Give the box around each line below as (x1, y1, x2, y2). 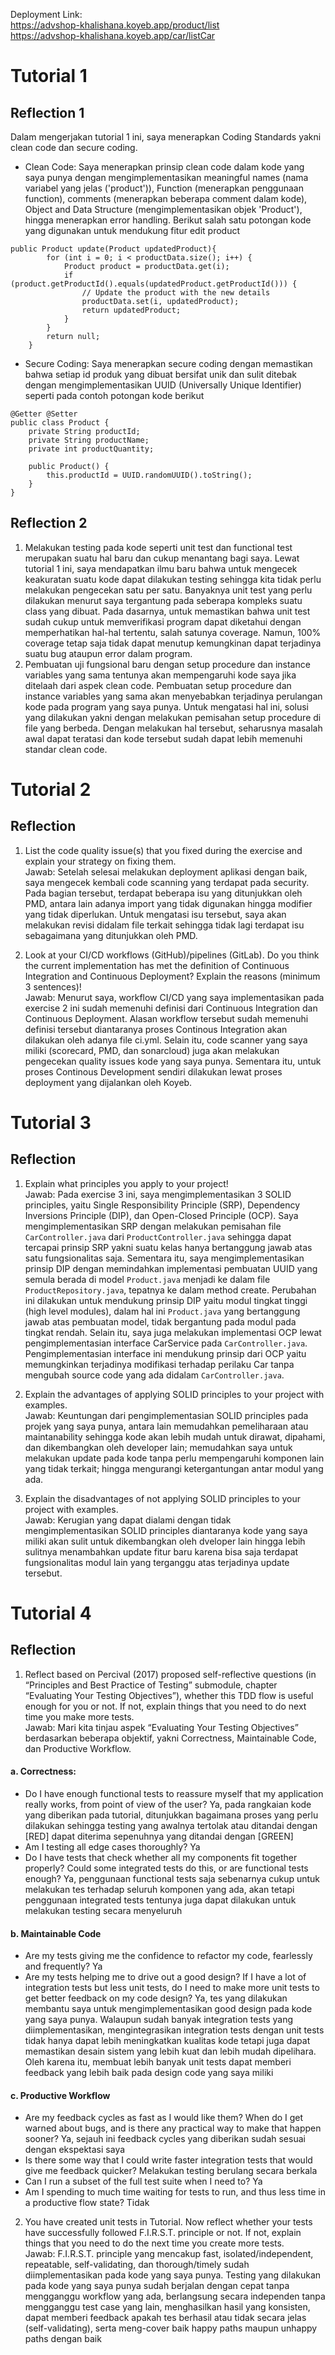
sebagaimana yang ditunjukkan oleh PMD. (24, 929, 198, 941)
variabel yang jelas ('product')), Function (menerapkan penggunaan (24, 182, 304, 194)
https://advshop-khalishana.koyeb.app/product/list (10, 19, 220, 31)
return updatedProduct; (81, 305, 182, 315)
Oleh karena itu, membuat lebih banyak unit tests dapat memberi (24, 2056, 292, 2068)
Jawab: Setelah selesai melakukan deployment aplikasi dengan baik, (24, 865, 308, 878)
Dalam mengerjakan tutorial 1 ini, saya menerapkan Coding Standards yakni (10, 131, 322, 143)
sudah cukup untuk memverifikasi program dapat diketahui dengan (24, 615, 302, 628)
